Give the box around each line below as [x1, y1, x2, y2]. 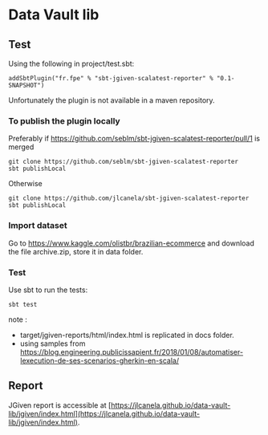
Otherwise [8, 179, 43, 189]
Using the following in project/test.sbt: [8, 59, 135, 68]
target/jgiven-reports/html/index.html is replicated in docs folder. [19, 330, 234, 339]
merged [8, 142, 35, 152]
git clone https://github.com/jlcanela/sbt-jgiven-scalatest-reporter [8, 194, 250, 202]
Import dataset [8, 220, 67, 231]
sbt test [8, 300, 38, 308]
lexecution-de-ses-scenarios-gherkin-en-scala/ [19, 356, 179, 365]
